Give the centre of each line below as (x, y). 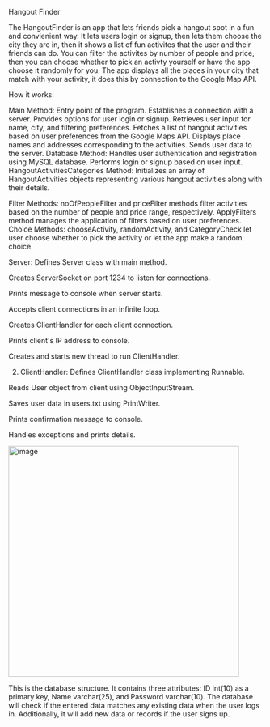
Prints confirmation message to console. (76, 419)
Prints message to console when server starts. (86, 293)
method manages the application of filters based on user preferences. (125, 221)
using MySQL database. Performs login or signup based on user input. (126, 162)
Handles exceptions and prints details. (72, 435)
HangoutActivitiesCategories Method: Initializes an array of (107, 170)
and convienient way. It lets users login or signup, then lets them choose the (135, 36)
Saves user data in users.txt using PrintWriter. (84, 403)
